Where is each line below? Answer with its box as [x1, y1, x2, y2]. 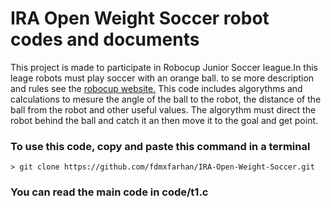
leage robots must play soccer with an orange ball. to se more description [10, 72, 315, 84]
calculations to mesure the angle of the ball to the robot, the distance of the [10, 93, 322, 105]
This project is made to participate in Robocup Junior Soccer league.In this [10, 61, 318, 73]
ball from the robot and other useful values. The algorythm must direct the [10, 103, 317, 116]
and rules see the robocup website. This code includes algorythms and [10, 82, 303, 94]
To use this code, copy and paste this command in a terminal [10, 139, 311, 153]
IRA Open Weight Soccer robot [10, 7, 270, 30]
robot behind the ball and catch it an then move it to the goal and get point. [10, 114, 319, 126]
